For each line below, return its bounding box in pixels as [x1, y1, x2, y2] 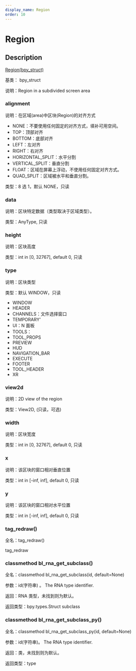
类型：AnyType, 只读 [5, 219, 48, 225]
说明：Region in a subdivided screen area [5, 87, 90, 93]
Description [5, 53, 42, 62]
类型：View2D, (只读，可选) [5, 406, 62, 412]
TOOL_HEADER [12, 366, 44, 372]
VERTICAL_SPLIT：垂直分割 [12, 160, 69, 166]
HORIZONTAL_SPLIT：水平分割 [12, 154, 76, 160]
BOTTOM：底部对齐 [12, 135, 54, 141]
